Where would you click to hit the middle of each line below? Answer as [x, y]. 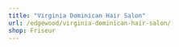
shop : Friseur [32, 30]
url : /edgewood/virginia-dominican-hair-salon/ [90, 23]
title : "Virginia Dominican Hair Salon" [77, 16]
